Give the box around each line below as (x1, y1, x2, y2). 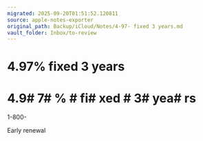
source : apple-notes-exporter (7, 17, 94, 23)
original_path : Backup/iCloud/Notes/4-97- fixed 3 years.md (7, 23, 184, 30)
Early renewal (7, 127, 46, 135)
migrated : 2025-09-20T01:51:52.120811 (7, 10, 118, 17)
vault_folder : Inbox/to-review (7, 29, 97, 36)
